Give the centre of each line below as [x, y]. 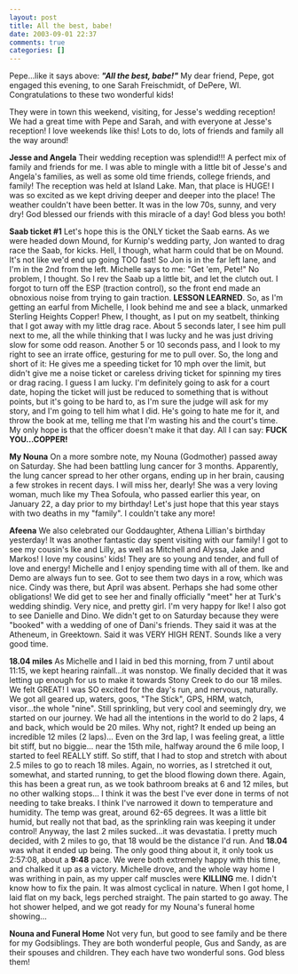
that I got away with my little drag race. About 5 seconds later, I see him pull [148, 326]
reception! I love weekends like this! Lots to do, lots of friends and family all [146, 131]
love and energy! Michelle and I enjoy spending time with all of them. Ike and [149, 568]
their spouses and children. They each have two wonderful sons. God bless [147, 953]
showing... [28, 916]
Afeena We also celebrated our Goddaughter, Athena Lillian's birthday [137, 531]
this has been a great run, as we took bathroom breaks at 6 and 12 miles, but [149, 785]
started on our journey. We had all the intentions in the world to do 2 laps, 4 [147, 718]
